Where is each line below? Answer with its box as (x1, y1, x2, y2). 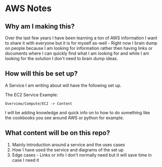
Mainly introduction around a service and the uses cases (12, 141, 125, 148)
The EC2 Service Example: (5, 91, 58, 97)
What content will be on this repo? (5, 129, 110, 137)
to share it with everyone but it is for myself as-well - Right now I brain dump (5, 40, 158, 46)
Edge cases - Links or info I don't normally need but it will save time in (12, 152, 152, 158)
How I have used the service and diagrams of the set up (12, 147, 124, 152)
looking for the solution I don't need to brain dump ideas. (5, 56, 118, 61)
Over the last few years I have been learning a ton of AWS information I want (5, 35, 157, 41)
